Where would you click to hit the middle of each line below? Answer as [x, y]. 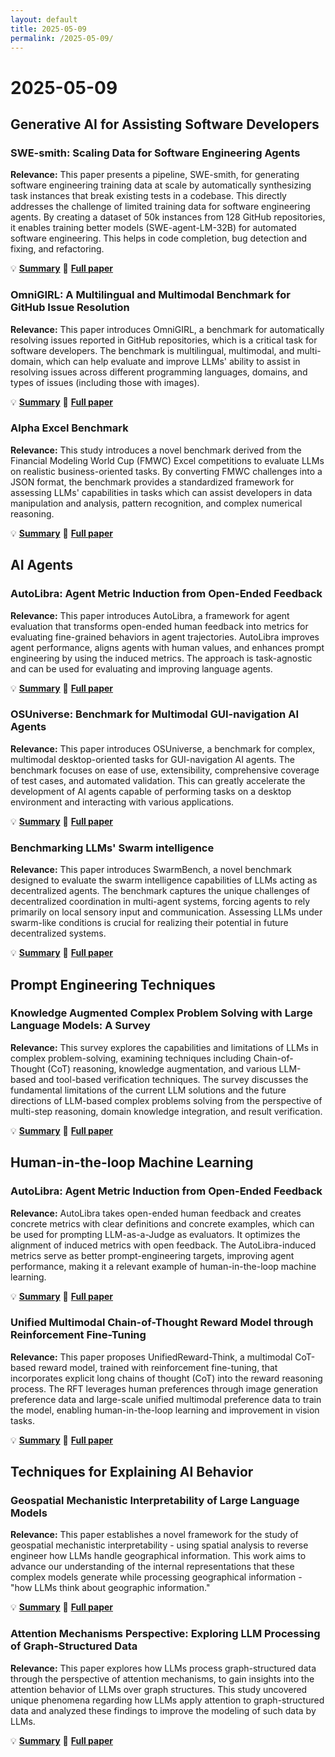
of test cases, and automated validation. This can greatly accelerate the [158, 780]
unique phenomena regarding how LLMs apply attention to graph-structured [167, 1700]
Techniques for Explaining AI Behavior [132, 1472]
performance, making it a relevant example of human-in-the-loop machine [163, 1266]
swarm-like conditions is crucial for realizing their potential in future [149, 923]
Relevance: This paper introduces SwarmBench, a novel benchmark [151, 870]
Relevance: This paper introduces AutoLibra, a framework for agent [150, 615]
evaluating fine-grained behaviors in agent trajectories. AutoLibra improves [165, 637]
